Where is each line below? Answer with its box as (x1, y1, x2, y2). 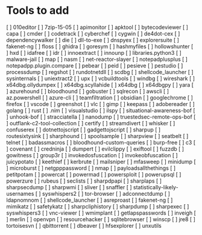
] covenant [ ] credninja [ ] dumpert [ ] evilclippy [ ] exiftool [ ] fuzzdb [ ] (6, 145, 185, 152)
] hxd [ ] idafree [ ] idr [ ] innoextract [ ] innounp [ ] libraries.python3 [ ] (6, 49, 182, 56)
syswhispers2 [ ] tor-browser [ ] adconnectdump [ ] (42, 190, 171, 197)
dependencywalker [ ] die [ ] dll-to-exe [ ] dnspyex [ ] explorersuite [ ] (6, 36, 180, 43)
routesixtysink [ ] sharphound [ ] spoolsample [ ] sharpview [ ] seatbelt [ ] (6, 132, 189, 139)
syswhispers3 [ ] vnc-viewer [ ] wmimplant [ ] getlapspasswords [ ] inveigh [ (6, 209, 196, 216)
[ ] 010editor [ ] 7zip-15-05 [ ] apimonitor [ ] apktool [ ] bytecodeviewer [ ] (6, 23, 189, 31)
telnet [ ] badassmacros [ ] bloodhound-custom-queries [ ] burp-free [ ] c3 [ (6, 139, 196, 146)
